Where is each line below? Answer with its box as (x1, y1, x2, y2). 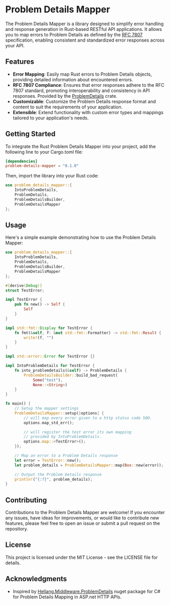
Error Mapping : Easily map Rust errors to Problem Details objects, (12, 71, 152, 77)
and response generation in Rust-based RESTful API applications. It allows (5, 26, 162, 32)
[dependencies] (5, 158, 38, 164)
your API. (5, 42, 25, 48)
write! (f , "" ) (24, 335, 54, 340)
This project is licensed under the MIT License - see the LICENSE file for (5, 554, 158, 560)
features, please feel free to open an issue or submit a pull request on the (5, 520, 160, 526)
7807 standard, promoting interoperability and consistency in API (12, 87, 150, 94)
